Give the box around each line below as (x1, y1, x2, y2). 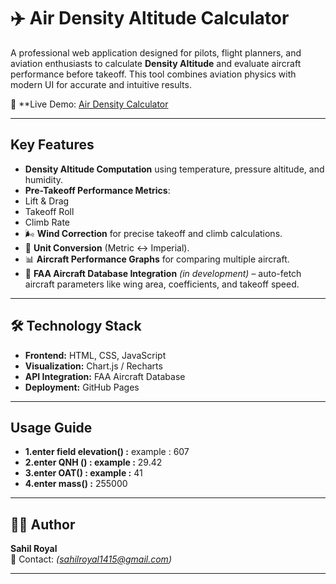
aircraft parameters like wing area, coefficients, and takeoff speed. (24, 278, 300, 290)
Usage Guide (10, 419, 93, 436)
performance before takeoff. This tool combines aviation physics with (10, 68, 297, 80)
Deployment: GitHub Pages (24, 381, 140, 393)
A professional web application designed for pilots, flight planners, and (10, 46, 302, 59)
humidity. (24, 173, 64, 185)
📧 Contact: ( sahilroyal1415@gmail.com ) (10, 553, 172, 565)
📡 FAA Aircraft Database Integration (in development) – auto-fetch (24, 267, 302, 279)
